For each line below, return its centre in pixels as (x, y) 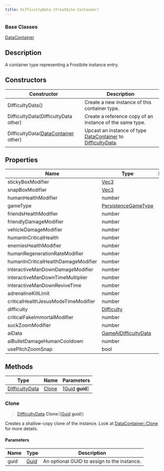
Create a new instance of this (118, 102)
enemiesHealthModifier (34, 246)
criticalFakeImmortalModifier (41, 318)
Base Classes (21, 26)
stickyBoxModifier (28, 182)
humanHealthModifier (32, 198)
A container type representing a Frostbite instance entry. (62, 65)
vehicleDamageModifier (35, 230)
